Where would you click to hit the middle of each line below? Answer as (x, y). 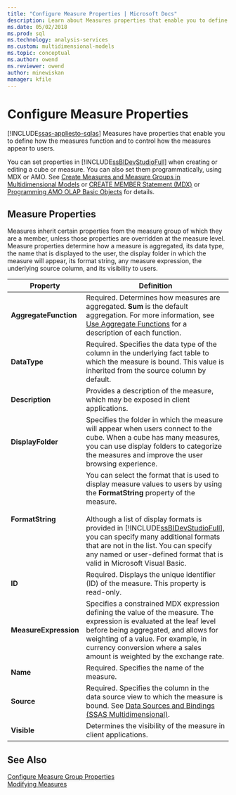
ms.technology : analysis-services (58, 40)
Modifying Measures (37, 784)
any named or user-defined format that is (155, 554)
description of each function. (133, 333)
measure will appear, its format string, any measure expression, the (105, 261)
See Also (27, 759)
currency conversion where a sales (144, 648)
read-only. (104, 592)
